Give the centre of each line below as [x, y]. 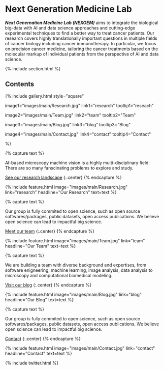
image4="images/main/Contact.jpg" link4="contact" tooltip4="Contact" [78, 134]
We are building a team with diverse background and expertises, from [76, 265]
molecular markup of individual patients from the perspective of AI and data [82, 54]
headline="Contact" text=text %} [39, 353]
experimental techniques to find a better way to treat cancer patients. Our [80, 33]
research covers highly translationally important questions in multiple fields [81, 38]
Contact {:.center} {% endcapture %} [43, 339]
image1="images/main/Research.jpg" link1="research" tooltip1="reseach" [80, 105]
